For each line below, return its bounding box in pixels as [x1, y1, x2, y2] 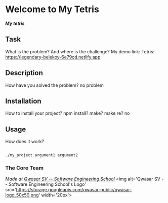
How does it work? [5, 139, 45, 145]
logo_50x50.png [5, 192, 39, 198]
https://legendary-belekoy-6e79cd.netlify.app [5, 54, 101, 60]
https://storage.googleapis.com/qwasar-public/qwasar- [16, 187, 132, 193]
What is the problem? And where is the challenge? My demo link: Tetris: [5, 48, 155, 54]
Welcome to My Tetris [5, 4, 100, 15]
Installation [5, 96, 41, 105]
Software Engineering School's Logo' [8, 181, 86, 187]
